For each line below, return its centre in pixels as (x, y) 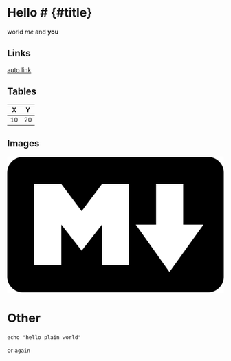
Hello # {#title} (50, 13)
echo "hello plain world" (44, 337)
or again (19, 350)
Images (23, 143)
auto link (19, 69)
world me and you (33, 32)
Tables (22, 92)
